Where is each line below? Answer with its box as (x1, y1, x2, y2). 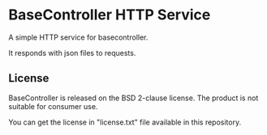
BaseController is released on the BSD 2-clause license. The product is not (8, 93, 259, 103)
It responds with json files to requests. (8, 48, 136, 57)
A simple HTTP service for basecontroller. (8, 32, 149, 42)
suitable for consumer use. (8, 101, 98, 111)
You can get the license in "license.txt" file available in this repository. (8, 117, 242, 127)
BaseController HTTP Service (8, 6, 211, 24)
